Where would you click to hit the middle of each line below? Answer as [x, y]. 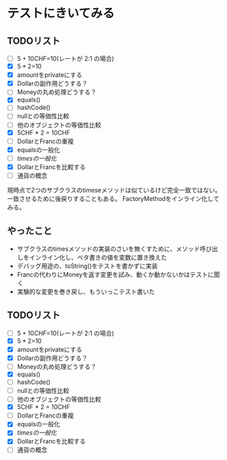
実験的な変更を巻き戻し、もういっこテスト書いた [86, 291]
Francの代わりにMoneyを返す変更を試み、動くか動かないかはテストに [115, 274]
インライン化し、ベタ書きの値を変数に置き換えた [98, 257]
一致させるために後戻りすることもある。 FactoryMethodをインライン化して [113, 198]
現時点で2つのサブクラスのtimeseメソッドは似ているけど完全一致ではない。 [114, 190]
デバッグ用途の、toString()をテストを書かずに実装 [88, 266]
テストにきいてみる [61, 13]
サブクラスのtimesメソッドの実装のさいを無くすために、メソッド [108, 249]
